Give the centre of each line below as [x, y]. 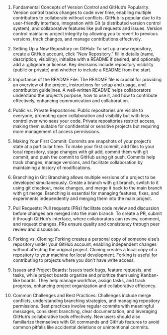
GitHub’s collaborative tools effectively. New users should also [77, 317]
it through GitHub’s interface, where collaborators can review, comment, [86, 219]
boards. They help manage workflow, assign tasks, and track [83, 280]
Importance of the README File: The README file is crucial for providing [87, 80]
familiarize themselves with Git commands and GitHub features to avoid [86, 322]
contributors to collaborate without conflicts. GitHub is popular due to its [87, 18]
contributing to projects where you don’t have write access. [74, 260]
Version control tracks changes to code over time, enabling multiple [82, 12]
